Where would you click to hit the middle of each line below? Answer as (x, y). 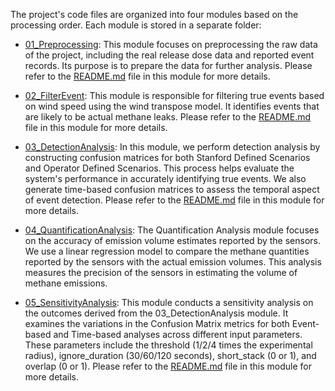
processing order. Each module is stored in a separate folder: (136, 25)
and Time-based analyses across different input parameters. (178, 334)
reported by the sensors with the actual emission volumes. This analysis (173, 262)
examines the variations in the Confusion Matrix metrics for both (157, 323)
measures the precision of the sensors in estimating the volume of (161, 272)
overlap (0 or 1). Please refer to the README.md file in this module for (168, 366)
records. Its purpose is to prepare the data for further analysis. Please (168, 65)
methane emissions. (66, 283)
